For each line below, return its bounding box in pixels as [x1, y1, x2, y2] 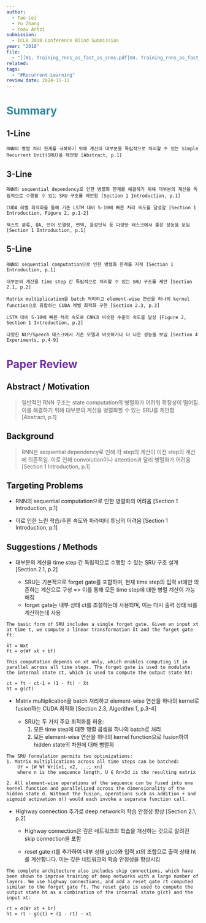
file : [6, 49, 20, 55]
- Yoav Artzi [12, 26, 45, 33]
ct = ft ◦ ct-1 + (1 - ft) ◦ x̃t [6, 681, 89, 687]
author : [6, 9, 26, 15]
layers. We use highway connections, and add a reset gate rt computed [6, 879, 193, 885]
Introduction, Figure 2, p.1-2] [6, 210, 89, 216]
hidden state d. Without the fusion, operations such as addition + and [6, 791, 196, 797]
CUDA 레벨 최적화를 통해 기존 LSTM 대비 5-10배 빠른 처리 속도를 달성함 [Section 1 [6, 204, 197, 210]
